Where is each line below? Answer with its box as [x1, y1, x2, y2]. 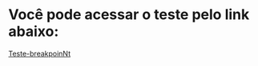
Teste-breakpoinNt [8, 49, 71, 58]
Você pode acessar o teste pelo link [8, 6, 250, 24]
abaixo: [8, 22, 59, 41]
